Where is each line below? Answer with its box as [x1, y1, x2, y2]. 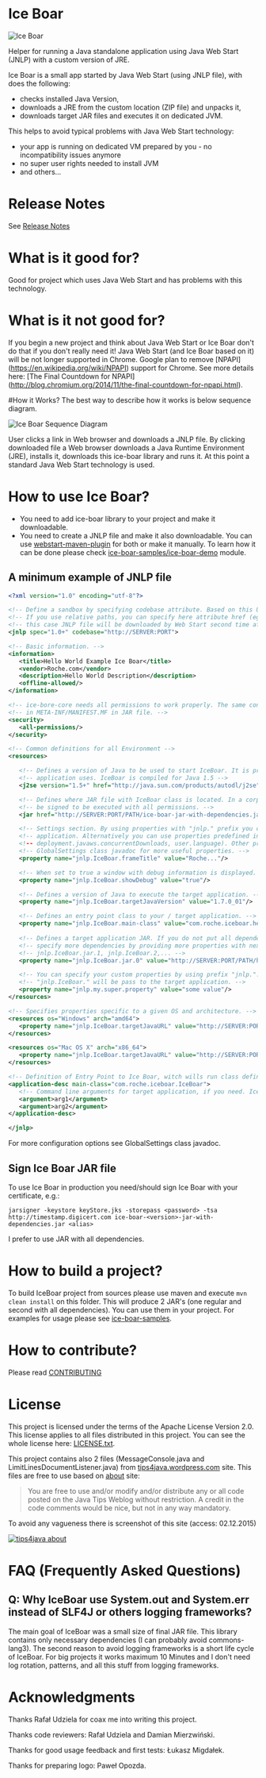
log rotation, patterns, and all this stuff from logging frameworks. [8, 1660, 219, 1670]
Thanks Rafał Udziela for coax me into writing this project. [8, 1714, 197, 1724]
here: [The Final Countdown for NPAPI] [8, 371, 135, 381]
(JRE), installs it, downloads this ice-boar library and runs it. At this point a [8, 451, 250, 461]
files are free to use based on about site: [8, 1471, 140, 1480]
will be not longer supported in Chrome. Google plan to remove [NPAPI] [8, 354, 241, 364]
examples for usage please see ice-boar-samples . [8, 1313, 173, 1323]
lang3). [8, 1643, 32, 1653]
